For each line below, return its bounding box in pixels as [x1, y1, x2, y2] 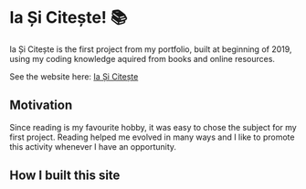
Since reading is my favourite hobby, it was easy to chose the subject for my [9, 121, 297, 132]
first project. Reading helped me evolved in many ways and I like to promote [9, 131, 295, 142]
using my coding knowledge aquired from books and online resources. [9, 53, 276, 64]
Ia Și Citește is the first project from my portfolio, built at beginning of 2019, [9, 43, 292, 55]
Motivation [9, 98, 73, 113]
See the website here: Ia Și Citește [9, 70, 139, 82]
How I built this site [9, 168, 121, 184]
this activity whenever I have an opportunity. [9, 141, 176, 152]
